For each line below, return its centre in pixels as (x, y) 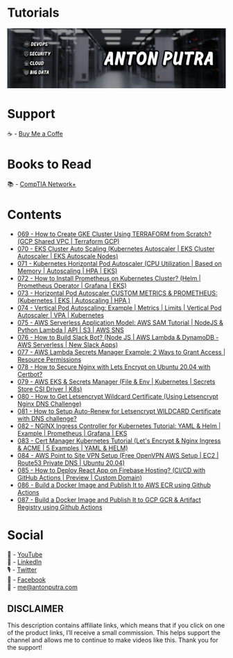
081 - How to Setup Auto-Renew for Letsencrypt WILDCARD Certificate (119, 411)
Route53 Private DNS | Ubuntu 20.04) (71, 463)
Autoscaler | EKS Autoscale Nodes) (68, 256)
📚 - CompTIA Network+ (42, 184)
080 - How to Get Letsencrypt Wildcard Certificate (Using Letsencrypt (118, 396)
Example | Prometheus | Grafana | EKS (72, 433)
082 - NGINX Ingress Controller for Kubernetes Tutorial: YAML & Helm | (119, 426)
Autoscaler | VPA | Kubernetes (60, 315)
